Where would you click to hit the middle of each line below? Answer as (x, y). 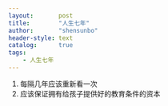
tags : (17, 53)
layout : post (41, 16)
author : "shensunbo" (53, 30)
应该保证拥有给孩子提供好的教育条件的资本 (90, 93)
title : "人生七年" (49, 23)
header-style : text (41, 38)
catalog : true (41, 45)
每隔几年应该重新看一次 (58, 84)
